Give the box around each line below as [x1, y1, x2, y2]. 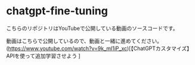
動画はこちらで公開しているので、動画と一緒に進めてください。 [6, 37, 163, 44]
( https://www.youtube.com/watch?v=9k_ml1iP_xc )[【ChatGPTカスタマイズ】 [6, 45, 193, 52]
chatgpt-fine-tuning [6, 4, 109, 18]
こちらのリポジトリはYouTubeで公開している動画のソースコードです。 [6, 24, 178, 32]
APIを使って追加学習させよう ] [6, 52, 81, 59]
